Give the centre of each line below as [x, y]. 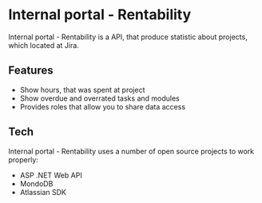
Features [31, 71]
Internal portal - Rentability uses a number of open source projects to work [131, 151]
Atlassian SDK [43, 192]
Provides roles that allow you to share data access [103, 106]
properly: [23, 159]
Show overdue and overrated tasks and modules [99, 98]
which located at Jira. [44, 45]
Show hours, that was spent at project [82, 90]
